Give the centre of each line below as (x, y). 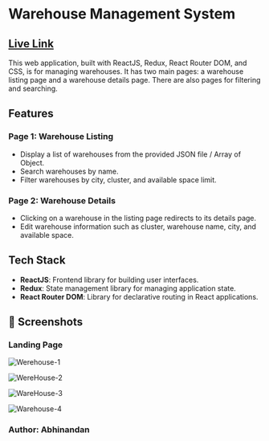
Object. (32, 162)
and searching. (33, 88)
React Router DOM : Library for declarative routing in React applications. (139, 296)
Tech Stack (37, 261)
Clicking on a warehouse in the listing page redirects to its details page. (138, 218)
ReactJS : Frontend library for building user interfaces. (109, 280)
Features (31, 114)
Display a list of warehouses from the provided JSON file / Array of (130, 154)
